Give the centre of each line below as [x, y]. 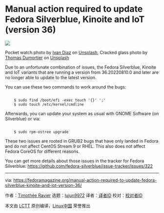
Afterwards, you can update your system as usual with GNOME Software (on [82, 113]
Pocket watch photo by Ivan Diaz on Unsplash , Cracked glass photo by [76, 52]
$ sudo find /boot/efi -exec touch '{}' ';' [60, 100]
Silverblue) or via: [23, 119]
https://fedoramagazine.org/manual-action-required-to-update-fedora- [85, 180]
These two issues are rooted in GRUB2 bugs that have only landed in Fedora [82, 141]
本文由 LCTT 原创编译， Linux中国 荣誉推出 [48, 206]
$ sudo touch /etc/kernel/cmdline [49, 104]
